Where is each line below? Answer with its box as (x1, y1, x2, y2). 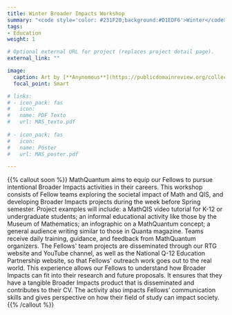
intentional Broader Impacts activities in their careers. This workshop (7, 183, 203, 191)
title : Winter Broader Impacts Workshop (7, 10, 126, 17)
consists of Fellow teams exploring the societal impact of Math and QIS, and (7, 190, 224, 199)
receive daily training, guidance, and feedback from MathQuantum (7, 235, 197, 243)
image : (7, 67, 26, 74)
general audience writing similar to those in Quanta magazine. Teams (7, 227, 204, 235)
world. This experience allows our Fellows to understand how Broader (7, 264, 206, 272)
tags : (7, 23, 23, 30)
